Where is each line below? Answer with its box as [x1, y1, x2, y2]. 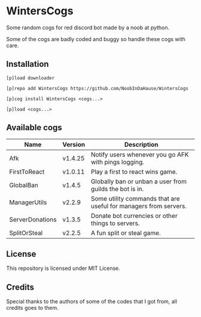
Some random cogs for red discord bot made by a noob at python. [6, 24, 170, 31]
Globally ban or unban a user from [90, 177, 187, 186]
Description [124, 140, 159, 149]
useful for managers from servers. [90, 202, 187, 210]
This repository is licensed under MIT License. [6, 264, 121, 272]
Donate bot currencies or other [90, 211, 178, 220]
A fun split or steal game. [90, 229, 161, 237]
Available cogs [6, 122, 63, 133]
